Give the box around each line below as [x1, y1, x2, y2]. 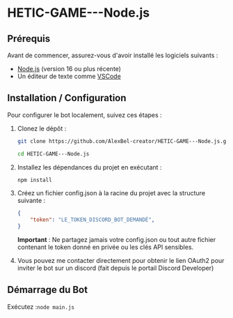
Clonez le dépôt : [17, 124, 67, 132]
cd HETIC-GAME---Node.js [17, 150, 90, 158]
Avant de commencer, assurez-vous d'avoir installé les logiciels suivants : [7, 51, 218, 59]
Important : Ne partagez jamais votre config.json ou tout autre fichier [17, 236, 216, 244]
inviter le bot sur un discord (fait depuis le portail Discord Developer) [17, 264, 214, 273]
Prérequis [7, 33, 51, 45]
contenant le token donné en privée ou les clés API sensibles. [17, 243, 194, 252]
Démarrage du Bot [7, 284, 88, 296]
